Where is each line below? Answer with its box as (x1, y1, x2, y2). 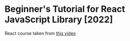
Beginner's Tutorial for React (4, 3, 126, 15)
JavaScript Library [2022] (4, 14, 113, 25)
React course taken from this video (4, 30, 76, 36)
